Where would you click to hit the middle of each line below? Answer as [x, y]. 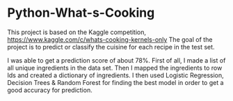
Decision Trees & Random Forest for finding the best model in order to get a [115, 82]
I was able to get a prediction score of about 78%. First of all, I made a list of [116, 60]
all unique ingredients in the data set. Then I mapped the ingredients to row [115, 68]
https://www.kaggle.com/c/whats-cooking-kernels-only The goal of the [110, 39]
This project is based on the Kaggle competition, [77, 32]
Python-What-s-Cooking [81, 13]
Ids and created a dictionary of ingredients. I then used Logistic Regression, [115, 75]
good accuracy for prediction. [50, 90]
